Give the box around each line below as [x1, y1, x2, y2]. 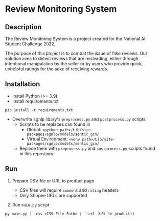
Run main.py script [12, 201, 50, 208]
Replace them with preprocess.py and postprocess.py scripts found [19, 145, 156, 151]
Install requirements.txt [12, 98, 59, 104]
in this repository [19, 150, 54, 157]
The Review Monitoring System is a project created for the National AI [5, 36, 146, 41]
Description [5, 23, 42, 31]
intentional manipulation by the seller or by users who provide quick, [5, 61, 143, 66]
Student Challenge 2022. [5, 41, 56, 47]
